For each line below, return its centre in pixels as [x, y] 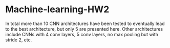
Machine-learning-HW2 [57, 9]
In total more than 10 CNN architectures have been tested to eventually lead [85, 23]
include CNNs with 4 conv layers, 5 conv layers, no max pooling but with [82, 34]
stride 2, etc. [19, 40]
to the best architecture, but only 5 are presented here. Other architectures [84, 29]
